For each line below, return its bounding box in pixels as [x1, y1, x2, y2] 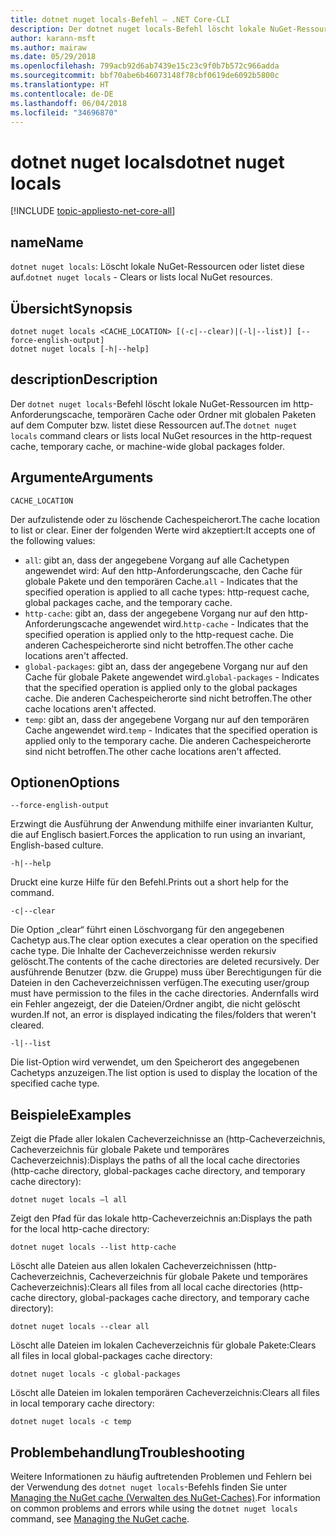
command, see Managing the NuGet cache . [10, 1513, 190, 1525]
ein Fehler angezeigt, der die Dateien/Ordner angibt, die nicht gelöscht [10, 998, 301, 1010]
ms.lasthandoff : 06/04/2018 [10, 98, 128, 108]
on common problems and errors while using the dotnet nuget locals [10, 1502, 298, 1514]
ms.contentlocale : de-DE [10, 89, 114, 99]
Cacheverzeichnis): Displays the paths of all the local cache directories [10, 1154, 301, 1166]
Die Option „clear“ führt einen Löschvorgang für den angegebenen [10, 924, 285, 936]
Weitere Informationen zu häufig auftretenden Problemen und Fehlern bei [10, 1471, 312, 1482]
